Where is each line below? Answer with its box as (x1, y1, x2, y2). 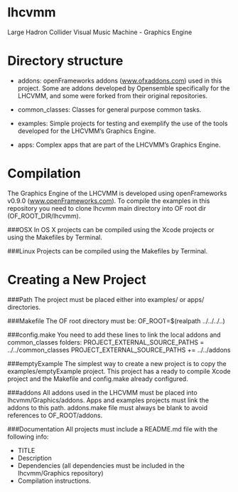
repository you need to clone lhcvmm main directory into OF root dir (7, 204, 206, 212)
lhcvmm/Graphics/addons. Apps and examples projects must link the (7, 396, 210, 404)
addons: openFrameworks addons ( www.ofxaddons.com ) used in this (17, 76, 222, 85)
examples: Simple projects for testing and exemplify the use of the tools (17, 119, 228, 127)
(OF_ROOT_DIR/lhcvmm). (7, 211, 81, 220)
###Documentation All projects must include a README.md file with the (7, 424, 218, 433)
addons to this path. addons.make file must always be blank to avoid (7, 403, 208, 412)
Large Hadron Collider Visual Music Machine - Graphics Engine (7, 28, 193, 36)
